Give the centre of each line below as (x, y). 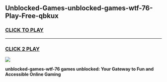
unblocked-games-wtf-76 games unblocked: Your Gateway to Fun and (80, 69)
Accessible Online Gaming (33, 74)
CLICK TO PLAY (24, 30)
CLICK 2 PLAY (22, 49)
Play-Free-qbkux (32, 16)
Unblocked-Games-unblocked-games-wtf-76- (79, 8)
